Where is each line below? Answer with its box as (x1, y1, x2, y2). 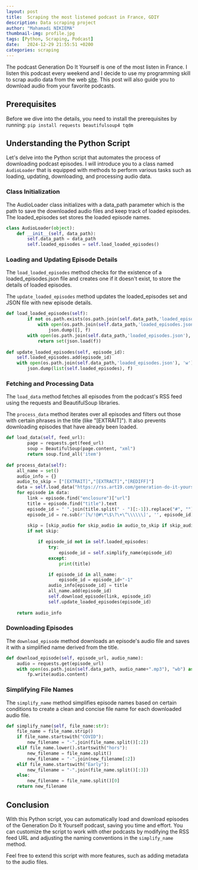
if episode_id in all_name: (48, 572, 117, 577)
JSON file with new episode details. (6, 299, 93, 306)
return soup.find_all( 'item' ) (27, 452, 101, 457)
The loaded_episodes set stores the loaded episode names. (6, 213, 151, 220)
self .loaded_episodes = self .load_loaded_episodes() (27, 242, 160, 248)
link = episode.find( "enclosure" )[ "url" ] (27, 495, 131, 501)
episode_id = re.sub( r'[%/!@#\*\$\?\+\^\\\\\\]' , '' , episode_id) (27, 512, 194, 518)
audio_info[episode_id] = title (48, 583, 128, 589)
